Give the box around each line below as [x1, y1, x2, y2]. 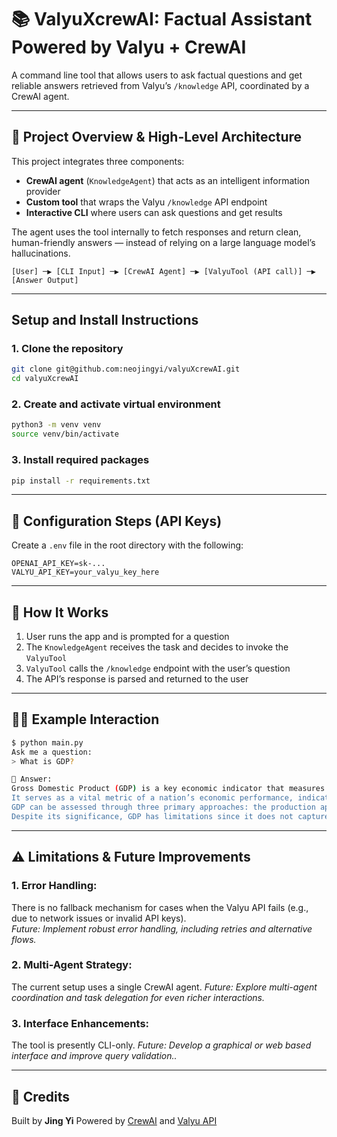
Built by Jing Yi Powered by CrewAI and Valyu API [11, 1114, 218, 1126]
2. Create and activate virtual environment [11, 397, 221, 411]
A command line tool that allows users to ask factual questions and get [11, 69, 303, 81]
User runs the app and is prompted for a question [25, 631, 230, 643]
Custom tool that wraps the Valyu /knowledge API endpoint [25, 196, 268, 208]
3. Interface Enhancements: [11, 1016, 150, 1030]
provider [25, 185, 61, 197]
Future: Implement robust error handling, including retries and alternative [11, 922, 313, 935]
